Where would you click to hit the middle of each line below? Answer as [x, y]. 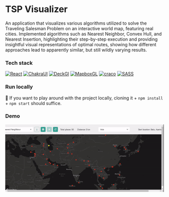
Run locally [19, 87]
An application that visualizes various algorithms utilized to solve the [76, 23]
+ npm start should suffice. [33, 103]
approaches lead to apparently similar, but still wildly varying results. [76, 50]
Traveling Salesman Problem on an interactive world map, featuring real [79, 28]
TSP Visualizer [36, 9]
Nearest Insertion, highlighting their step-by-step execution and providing [81, 39]
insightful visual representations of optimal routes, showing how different [81, 44]
